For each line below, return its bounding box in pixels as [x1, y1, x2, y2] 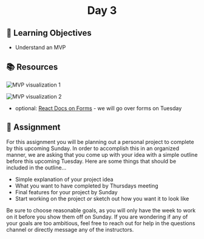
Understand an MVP [15, 44, 66, 51]
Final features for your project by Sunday [15, 188, 118, 195]
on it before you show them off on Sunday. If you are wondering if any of [6, 213, 188, 220]
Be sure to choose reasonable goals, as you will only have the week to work [6, 206, 196, 214]
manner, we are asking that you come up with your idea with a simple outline [6, 151, 198, 158]
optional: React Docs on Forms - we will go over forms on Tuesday [15, 104, 182, 112]
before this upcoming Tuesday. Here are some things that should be [6, 157, 177, 165]
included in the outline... [6, 164, 67, 171]
